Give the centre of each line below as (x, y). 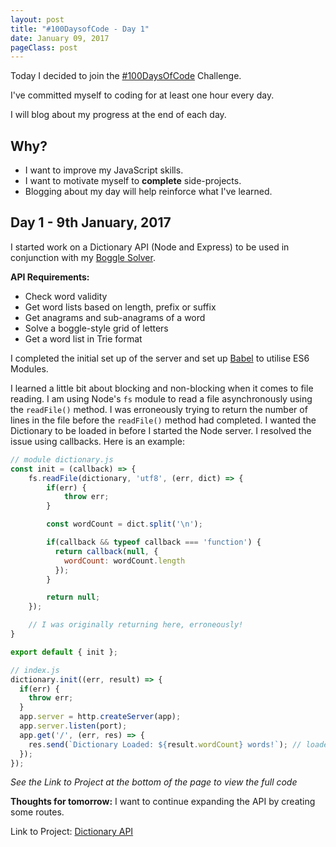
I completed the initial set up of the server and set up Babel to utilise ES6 (160, 358)
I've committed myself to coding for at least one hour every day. (142, 95)
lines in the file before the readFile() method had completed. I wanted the (163, 420)
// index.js (35, 670)
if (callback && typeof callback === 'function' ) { (154, 542)
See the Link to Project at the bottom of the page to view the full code (154, 782)
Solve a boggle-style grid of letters (96, 328)
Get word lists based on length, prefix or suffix (120, 307)
